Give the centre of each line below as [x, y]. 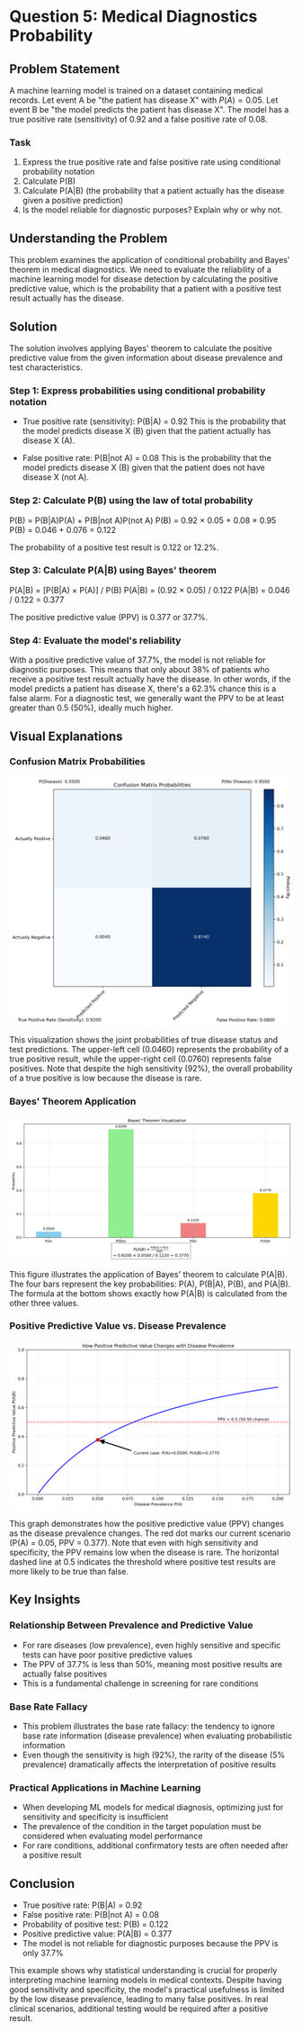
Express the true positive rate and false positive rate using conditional [151, 162]
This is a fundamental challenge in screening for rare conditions [140, 1683]
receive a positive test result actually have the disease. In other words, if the [150, 679]
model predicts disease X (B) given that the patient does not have [143, 468]
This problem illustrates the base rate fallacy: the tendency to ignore [149, 1727]
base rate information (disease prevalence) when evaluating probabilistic [157, 1736]
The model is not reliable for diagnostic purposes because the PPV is [150, 1944]
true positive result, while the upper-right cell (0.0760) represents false [141, 1059]
